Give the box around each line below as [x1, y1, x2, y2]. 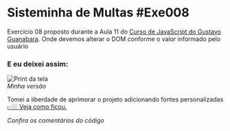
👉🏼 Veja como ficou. [7, 103, 67, 111]
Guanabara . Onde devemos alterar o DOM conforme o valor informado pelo [7, 34, 221, 43]
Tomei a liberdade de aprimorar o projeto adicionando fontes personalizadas [7, 95, 224, 104]
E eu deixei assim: [7, 59, 69, 69]
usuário [7, 42, 29, 50]
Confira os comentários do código [7, 117, 104, 125]
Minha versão [7, 82, 47, 91]
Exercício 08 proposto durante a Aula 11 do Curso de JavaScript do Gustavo [7, 27, 222, 36]
